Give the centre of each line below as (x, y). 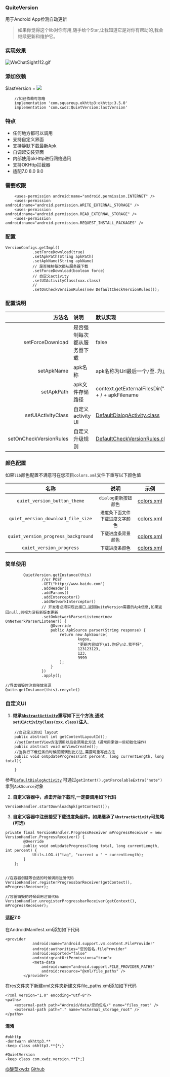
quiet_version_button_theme (51, 501)
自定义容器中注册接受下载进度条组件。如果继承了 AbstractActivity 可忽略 (88, 817)
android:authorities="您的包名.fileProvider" (80, 949)
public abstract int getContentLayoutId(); (61, 737)
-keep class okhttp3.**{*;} (35, 1046)
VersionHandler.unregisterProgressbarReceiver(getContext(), (71, 901)
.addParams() (55, 593)
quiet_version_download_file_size (51, 519)
